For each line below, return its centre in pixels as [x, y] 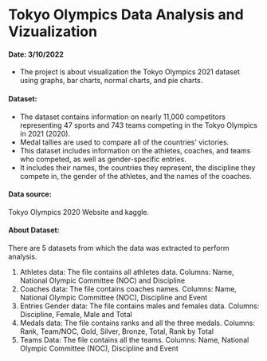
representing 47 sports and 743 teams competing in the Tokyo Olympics [138, 125]
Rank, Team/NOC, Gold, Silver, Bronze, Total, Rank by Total [116, 331]
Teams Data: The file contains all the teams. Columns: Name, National [134, 340]
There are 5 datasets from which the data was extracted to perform [119, 248]
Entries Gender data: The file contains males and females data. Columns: [139, 306]
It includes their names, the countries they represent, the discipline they [137, 167]
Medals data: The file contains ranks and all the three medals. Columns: [137, 323]
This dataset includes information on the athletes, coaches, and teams [135, 150]
